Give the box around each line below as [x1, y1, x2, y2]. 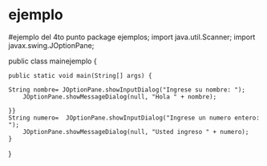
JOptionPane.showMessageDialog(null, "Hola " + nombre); [22, 92, 217, 101]
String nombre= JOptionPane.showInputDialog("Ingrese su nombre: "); [8, 86, 246, 94]
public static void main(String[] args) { [8, 71, 152, 79]
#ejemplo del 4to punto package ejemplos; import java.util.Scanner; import [8, 32, 256, 42]
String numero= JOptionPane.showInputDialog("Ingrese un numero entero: [8, 114, 261, 122]
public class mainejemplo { [8, 56, 98, 66]
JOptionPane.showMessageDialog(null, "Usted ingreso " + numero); [22, 128, 249, 136]
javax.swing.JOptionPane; [8, 40, 95, 50]
